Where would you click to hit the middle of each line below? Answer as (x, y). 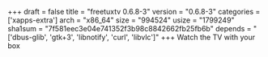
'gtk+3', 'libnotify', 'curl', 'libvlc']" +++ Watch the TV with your (153, 37)
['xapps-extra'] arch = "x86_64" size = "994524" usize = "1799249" (121, 20)
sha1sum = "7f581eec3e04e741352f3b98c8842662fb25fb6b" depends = (130, 28)
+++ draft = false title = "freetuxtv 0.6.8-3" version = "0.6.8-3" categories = (134, 12)
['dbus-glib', (28, 37)
